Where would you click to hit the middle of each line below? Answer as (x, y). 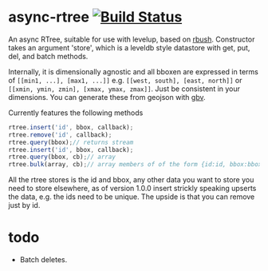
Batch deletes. (43, 260)
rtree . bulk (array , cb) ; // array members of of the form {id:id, (117, 165)
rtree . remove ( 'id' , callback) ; (60, 135)
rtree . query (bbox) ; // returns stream (71, 142)
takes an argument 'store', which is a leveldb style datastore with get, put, (129, 47)
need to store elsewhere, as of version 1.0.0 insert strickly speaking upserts (132, 189)
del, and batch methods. (48, 56)
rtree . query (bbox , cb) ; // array (62, 157)
